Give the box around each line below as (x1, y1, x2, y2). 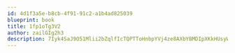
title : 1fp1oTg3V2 (7, 23, 61, 30)
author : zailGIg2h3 (7, 29, 64, 36)
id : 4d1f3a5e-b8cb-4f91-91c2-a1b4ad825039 (7, 10, 133, 17)
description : (7, 36, 45, 43)
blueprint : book (7, 17, 55, 23)
